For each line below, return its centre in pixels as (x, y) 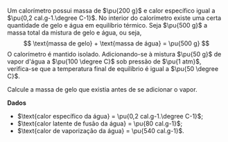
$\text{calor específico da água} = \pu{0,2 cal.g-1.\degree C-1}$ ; (110, 116)
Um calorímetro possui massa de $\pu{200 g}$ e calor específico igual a (111, 11)
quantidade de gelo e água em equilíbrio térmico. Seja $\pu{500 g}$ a (107, 25)
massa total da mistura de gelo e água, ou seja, (74, 32)
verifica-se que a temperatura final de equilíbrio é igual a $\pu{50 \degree (113, 69)
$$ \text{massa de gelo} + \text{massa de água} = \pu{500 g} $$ (116, 43)
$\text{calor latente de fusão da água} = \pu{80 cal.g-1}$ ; (100, 123)
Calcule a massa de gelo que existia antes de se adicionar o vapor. (102, 89)
